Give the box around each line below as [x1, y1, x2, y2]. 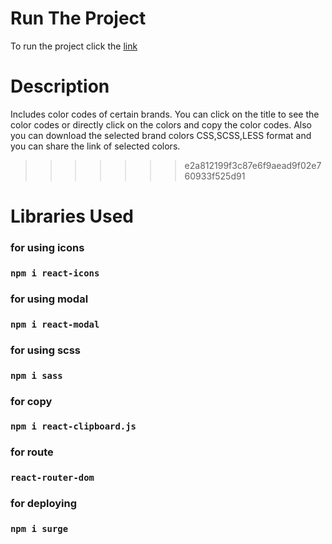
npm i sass [10, 370, 63, 381]
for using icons [10, 240, 85, 254]
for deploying [10, 497, 78, 511]
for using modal [10, 292, 89, 306]
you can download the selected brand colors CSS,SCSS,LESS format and [10, 129, 312, 141]
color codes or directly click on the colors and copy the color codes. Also [10, 118, 312, 131]
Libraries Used [10, 205, 134, 228]
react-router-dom [10, 472, 95, 484]
